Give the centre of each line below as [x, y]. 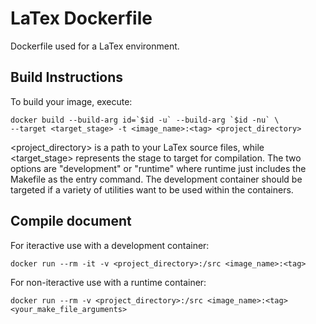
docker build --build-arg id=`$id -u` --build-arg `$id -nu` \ [145, 120]
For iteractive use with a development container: [110, 245]
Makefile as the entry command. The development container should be [156, 179]
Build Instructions [67, 77]
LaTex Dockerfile [81, 18]
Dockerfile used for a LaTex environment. [95, 46]
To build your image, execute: [71, 101]
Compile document [71, 221]
